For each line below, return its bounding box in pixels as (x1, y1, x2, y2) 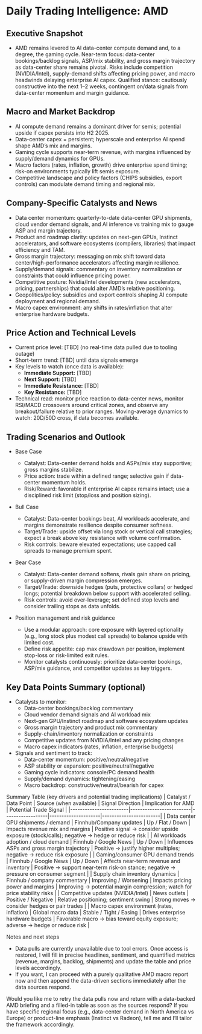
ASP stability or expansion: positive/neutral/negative (24, 762, 154, 769)
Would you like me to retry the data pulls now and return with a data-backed (6, 995, 195, 1003)
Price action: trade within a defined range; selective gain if (24, 472, 169, 480)
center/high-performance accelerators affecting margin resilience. (14, 258, 180, 266)
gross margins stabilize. (24, 466, 83, 474)
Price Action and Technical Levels (6, 328, 136, 338)
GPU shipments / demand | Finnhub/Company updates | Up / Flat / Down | (6, 819, 191, 826)
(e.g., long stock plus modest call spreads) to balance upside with (24, 632, 188, 640)
